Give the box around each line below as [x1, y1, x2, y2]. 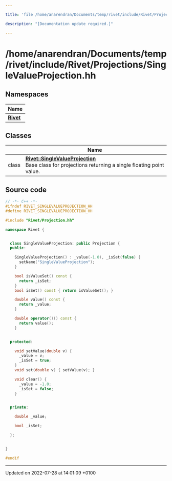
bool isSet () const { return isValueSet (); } [14, 288, 114, 293]
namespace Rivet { [5, 227, 45, 232]
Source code [5, 185, 47, 194]
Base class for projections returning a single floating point [25, 162, 164, 169]
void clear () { [14, 376, 47, 382]
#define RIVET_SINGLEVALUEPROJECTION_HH [5, 208, 93, 213]
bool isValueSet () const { [14, 273, 72, 278]
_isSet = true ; [18, 358, 52, 363]
